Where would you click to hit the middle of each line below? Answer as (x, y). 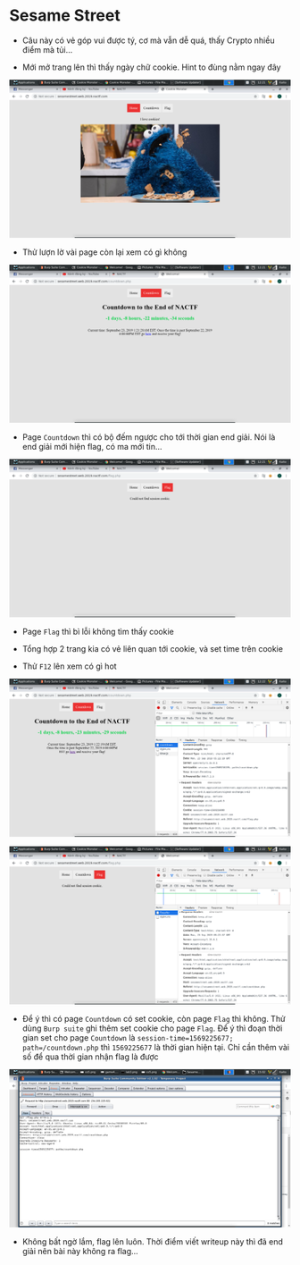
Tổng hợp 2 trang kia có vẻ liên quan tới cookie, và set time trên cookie (153, 648)
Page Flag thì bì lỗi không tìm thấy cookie (98, 631)
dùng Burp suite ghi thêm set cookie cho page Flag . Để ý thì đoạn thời (152, 1028)
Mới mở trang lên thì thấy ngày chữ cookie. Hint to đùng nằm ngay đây (151, 67)
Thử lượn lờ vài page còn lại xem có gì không (104, 252)
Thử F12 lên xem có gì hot (70, 666)
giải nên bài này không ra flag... (80, 1251)
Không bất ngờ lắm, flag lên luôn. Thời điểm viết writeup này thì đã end (153, 1241)
